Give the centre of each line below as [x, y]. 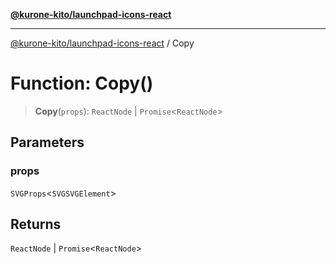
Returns [36, 224]
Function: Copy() [82, 83]
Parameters [47, 142]
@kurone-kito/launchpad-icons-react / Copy [102, 43]
